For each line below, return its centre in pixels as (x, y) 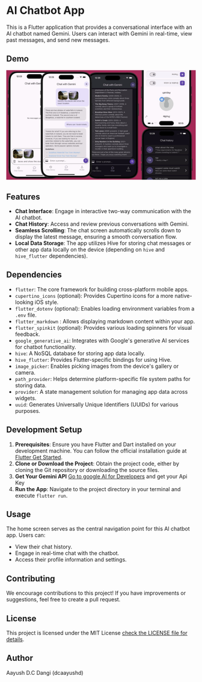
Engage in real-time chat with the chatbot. (67, 553)
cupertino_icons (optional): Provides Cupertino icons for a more (94, 296)
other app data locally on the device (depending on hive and (90, 249)
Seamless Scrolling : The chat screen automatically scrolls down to (98, 230)
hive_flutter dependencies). (51, 256)
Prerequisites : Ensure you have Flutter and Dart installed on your (95, 444)
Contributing (31, 578)
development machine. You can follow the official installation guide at (101, 451)
